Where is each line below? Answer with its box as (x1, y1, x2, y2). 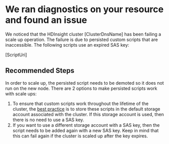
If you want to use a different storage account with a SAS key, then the (12, 122, 160, 128)
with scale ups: (5, 90, 37, 97)
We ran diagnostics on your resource (5, 4, 164, 15)
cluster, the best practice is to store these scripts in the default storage (12, 105, 160, 112)
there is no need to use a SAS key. (12, 117, 85, 123)
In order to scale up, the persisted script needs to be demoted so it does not (5, 80, 164, 86)
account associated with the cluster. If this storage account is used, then (12, 111, 164, 117)
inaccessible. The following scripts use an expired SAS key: (5, 42, 130, 48)
